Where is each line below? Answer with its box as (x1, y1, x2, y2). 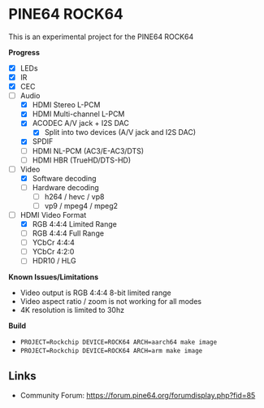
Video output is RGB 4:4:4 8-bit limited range (19, 288, 172, 297)
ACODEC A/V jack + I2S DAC (32, 119, 130, 128)
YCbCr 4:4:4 (32, 237, 76, 248)
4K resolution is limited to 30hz (19, 306, 124, 315)
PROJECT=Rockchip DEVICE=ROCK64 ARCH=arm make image (19, 347, 203, 355)
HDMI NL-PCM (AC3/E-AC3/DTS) (32, 145, 145, 155)
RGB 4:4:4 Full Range (32, 228, 104, 238)
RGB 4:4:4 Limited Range (32, 219, 118, 228)
